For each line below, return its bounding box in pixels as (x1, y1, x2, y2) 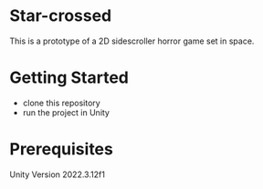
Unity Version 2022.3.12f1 (9, 169, 105, 180)
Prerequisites (9, 139, 114, 160)
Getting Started (9, 67, 130, 88)
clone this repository (22, 97, 100, 108)
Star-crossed (9, 5, 112, 26)
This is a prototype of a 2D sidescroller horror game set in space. (9, 35, 255, 46)
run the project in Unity (22, 106, 110, 118)
